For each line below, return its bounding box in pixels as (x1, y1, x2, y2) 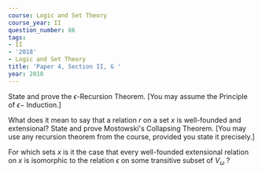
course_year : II (8, 19, 61, 27)
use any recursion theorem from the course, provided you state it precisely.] (8, 131, 256, 142)
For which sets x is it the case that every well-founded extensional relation (8, 147, 249, 156)
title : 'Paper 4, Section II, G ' (8, 63, 122, 71)
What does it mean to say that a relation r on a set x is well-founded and (8, 115, 242, 124)
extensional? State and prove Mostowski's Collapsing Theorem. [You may (8, 123, 246, 133)
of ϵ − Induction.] (8, 100, 61, 109)
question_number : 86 (8, 26, 76, 34)
